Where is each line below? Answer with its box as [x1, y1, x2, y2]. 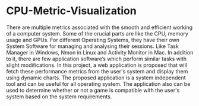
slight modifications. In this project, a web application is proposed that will [6, 61, 188, 69]
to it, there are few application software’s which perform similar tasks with [6, 55, 187, 62]
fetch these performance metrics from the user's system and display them [6, 68, 188, 75]
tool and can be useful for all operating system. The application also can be [6, 80, 191, 87]
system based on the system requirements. [6, 93, 112, 100]
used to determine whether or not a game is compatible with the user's [6, 86, 180, 94]
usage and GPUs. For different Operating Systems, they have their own [6, 36, 180, 43]
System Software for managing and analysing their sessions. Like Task [6, 43, 179, 50]
